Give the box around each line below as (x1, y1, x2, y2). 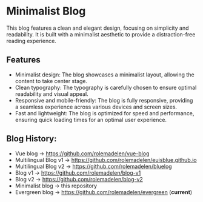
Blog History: (6, 133, 57, 144)
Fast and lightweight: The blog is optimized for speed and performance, (15, 109, 195, 116)
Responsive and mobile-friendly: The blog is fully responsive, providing (15, 96, 193, 104)
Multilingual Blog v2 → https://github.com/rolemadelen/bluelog (15, 163, 172, 170)
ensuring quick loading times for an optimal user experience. (15, 116, 167, 123)
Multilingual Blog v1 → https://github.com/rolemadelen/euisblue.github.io (15, 156, 197, 163)
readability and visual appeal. (15, 90, 89, 98)
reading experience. (6, 37, 56, 44)
